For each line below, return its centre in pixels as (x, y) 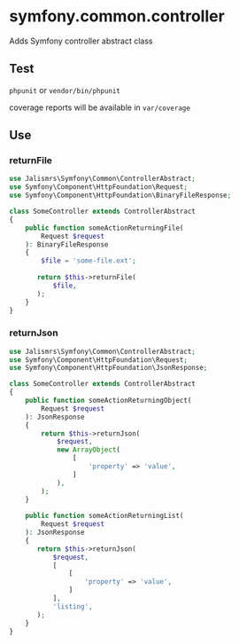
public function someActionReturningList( (104, 516)
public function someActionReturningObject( (108, 401)
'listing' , (73, 606)
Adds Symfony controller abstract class (81, 41)
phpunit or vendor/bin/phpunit (65, 90)
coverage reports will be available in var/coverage (100, 107)
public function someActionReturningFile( (104, 228)
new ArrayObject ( (89, 450)
